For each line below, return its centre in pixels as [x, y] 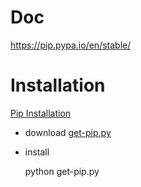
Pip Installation [41, 113]
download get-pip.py [68, 132]
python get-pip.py [62, 171]
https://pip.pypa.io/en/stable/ [71, 45]
